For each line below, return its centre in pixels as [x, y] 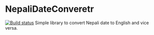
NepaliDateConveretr [50, 9]
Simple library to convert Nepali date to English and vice [92, 23]
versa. [12, 28]
